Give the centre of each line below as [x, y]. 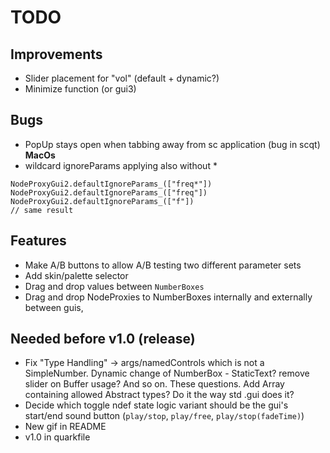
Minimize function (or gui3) [80, 89]
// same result [42, 210]
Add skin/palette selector [76, 275]
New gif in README [65, 427]
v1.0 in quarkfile [57, 437]
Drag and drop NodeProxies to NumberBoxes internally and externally [168, 297]
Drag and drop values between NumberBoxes [114, 286]
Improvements [56, 54]
